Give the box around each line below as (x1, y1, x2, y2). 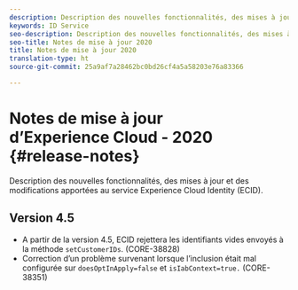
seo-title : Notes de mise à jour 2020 (9, 37, 153, 47)
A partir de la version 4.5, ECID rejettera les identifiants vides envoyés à (21, 234, 284, 245)
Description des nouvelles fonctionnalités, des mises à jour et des (9, 175, 250, 186)
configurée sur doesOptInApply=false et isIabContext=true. (21, 263, 241, 273)
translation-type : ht (9, 54, 90, 63)
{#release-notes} (9, 146, 140, 167)
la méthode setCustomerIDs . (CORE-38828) (21, 243, 180, 254)
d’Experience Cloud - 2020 (9, 128, 213, 147)
